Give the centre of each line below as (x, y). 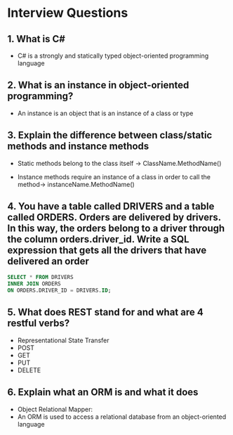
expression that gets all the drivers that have (107, 251)
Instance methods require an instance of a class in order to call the (114, 176)
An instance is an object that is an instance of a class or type (105, 113)
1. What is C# (36, 39)
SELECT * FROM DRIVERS (40, 278)
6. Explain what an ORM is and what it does (103, 392)
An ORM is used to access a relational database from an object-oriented (122, 417)
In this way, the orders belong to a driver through (116, 229)
